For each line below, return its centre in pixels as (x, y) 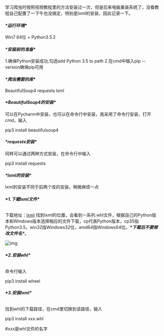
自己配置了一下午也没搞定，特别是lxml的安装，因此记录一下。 (71, 13)
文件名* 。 (19, 233)
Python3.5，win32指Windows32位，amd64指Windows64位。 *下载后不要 (79, 227)
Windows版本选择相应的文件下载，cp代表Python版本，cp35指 (76, 221)
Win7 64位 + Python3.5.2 (31, 37)
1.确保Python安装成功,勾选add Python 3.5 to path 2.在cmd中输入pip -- (76, 61)
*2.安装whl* (18, 255)
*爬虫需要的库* (20, 79)
